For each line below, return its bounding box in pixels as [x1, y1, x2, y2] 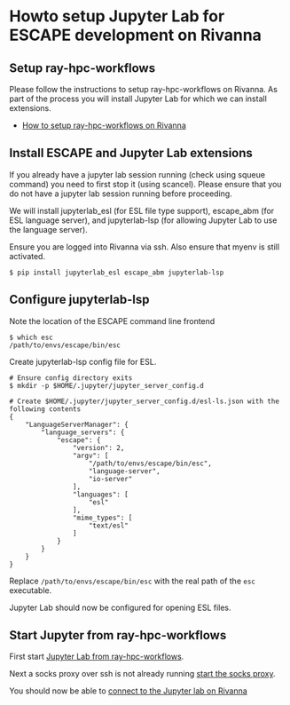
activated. [9, 250, 46, 261]
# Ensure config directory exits [9, 373, 133, 383]
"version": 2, [72, 443, 125, 452]
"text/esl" [88, 521, 129, 530]
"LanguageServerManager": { [25, 420, 129, 429]
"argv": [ [72, 451, 109, 460]
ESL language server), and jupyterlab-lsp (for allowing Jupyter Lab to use [9, 215, 278, 226]
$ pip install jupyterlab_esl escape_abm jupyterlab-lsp [9, 268, 224, 277]
